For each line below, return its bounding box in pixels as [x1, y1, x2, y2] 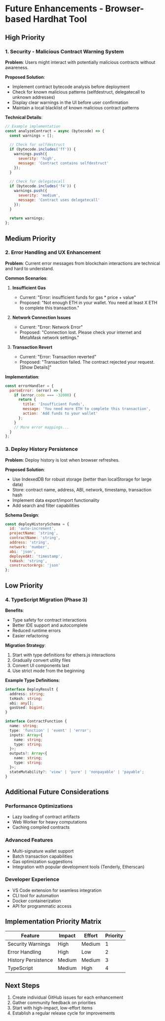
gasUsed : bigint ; [9, 705, 45, 710]
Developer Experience [5, 876, 60, 883]
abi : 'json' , [9, 549, 36, 554]
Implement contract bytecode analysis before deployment [12, 84, 130, 90]
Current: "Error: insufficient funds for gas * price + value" [19, 294, 136, 300]
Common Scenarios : [5, 275, 48, 281]
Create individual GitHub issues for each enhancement [12, 994, 124, 1000]
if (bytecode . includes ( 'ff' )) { [9, 147, 76, 152]
